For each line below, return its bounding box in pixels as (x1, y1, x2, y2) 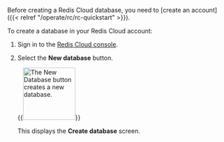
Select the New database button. (17, 54, 114, 62)
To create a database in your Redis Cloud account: (7, 27, 153, 35)
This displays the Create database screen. (17, 127, 141, 135)
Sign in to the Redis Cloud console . (17, 40, 119, 48)
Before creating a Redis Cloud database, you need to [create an (7, 6, 191, 14)
